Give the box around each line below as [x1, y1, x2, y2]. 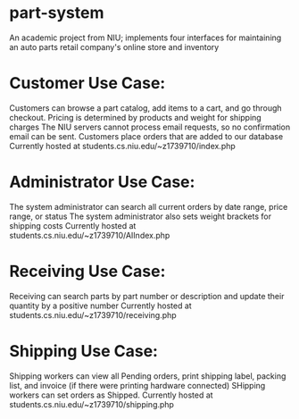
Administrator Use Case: [9, 172, 195, 192]
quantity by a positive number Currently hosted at [9, 300, 192, 311]
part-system [9, 3, 104, 23]
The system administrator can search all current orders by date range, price [9, 201, 288, 212]
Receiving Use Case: [9, 262, 166, 281]
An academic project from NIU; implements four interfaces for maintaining [9, 32, 282, 43]
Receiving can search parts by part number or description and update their [9, 290, 285, 301]
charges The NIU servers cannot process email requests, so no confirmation [9, 122, 291, 132]
